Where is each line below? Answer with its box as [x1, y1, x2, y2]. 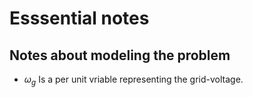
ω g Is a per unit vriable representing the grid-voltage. [23, 73, 244, 87]
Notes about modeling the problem [9, 47, 231, 64]
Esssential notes [9, 7, 150, 30]
